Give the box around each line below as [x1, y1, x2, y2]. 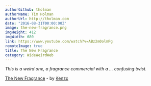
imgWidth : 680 [5, 35, 34, 40]
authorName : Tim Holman [5, 12, 54, 17]
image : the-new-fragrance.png [5, 25, 67, 30]
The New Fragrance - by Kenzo [5, 75, 69, 81]
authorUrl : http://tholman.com [5, 16, 69, 21]
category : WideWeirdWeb [5, 52, 54, 58]
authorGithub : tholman [5, 7, 51, 12]
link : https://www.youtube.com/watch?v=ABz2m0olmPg [5, 39, 113, 44]
